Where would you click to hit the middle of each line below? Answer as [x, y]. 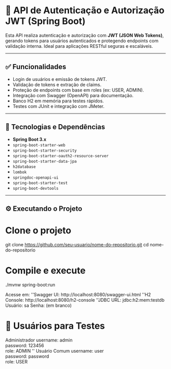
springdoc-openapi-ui [35, 178]
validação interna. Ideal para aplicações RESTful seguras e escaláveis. [79, 46]
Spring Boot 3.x [30, 139]
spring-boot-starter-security [45, 150]
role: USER [17, 361]
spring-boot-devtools [35, 188]
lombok [20, 172]
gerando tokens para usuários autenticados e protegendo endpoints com [82, 41]
